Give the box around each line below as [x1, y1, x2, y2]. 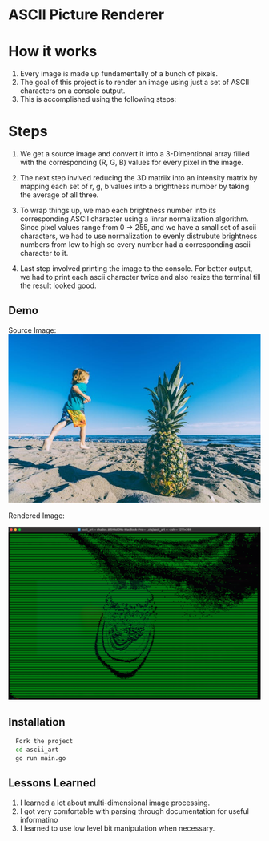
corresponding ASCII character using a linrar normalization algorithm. [19, 214, 250, 224]
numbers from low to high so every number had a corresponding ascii [19, 240, 251, 249]
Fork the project [15, 738, 74, 746]
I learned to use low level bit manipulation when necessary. [19, 823, 215, 833]
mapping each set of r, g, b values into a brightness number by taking [19, 182, 250, 192]
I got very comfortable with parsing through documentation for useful [19, 806, 250, 815]
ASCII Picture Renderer [8, 6, 165, 24]
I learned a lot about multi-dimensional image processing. [19, 798, 211, 807]
